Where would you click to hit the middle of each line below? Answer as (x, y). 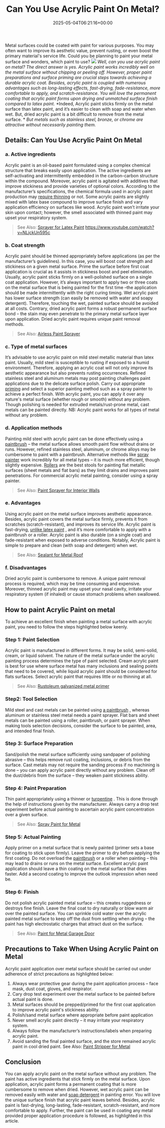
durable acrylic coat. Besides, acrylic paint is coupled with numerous (76, 83)
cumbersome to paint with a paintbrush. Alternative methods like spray (77, 454)
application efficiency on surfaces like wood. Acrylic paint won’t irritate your (82, 207)
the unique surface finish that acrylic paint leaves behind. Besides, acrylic (80, 1100)
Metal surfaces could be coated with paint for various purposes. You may (80, 45)
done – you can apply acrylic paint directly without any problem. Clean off (80, 770)
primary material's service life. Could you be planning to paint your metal (79, 56)
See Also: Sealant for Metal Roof (50, 555)
